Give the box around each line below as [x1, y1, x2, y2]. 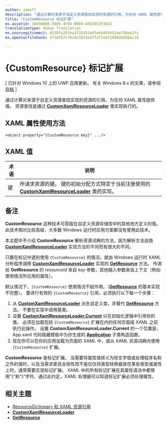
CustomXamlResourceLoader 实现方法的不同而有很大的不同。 [5, 244, 134, 250]
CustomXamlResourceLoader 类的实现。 [19, 188, 117, 195]
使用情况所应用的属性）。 [5, 273, 56, 279]
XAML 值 [5, 148, 33, 156]
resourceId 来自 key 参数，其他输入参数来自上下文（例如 [45, 267, 161, 273]
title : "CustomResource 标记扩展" [5, 16, 74, 21]
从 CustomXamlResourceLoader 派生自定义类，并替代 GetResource [12, 300, 154, 307]
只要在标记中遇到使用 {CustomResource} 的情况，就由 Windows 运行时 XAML [5, 254, 162, 260]
